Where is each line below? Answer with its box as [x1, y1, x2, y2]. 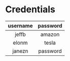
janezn [12, 47, 29, 54]
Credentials [5, 4, 56, 15]
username [8, 22, 33, 29]
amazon [40, 31, 60, 38]
